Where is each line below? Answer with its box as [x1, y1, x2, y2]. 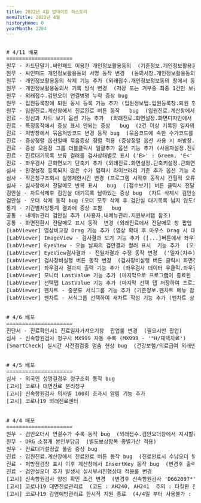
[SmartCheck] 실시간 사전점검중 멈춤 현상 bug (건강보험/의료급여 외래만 [6, 343, 196, 349]
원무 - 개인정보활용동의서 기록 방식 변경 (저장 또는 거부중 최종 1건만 [6, 85, 185, 92]
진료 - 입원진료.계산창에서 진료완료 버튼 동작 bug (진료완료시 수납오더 [6, 453, 189, 460]
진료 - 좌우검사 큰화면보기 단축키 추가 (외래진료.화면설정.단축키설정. [6, 160, 181, 166]
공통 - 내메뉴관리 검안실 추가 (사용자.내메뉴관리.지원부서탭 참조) [6, 212, 172, 219]
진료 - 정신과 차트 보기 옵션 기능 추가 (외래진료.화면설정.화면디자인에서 [6, 115, 192, 122]
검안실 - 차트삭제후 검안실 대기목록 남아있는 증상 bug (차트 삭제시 [6, 190, 179, 196]
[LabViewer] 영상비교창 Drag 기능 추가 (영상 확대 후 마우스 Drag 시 [6, 227, 188, 234]
